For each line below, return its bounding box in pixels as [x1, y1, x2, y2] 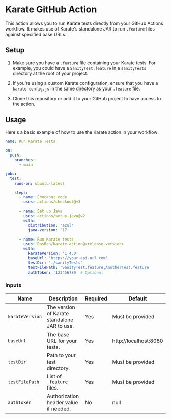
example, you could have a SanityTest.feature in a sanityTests [12, 65, 147, 71]
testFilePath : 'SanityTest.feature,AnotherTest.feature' [27, 265, 152, 270]
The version [46, 304, 75, 311]
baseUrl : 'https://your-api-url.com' [27, 256, 108, 261]
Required [84, 295, 108, 302]
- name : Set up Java [18, 208, 63, 214]
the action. [12, 101, 36, 107]
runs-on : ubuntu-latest [14, 181, 65, 186]
